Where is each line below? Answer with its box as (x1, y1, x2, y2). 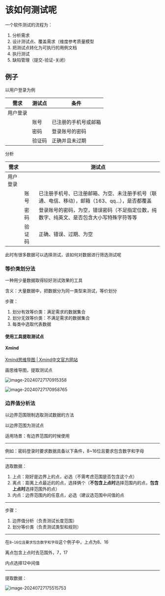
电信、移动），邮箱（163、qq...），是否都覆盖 (48, 197, 152, 204)
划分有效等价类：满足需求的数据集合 (12, 309, 86, 315)
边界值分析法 (5, 399, 36, 406)
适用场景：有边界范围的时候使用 (5, 433, 70, 439)
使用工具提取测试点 (5, 333, 44, 339)
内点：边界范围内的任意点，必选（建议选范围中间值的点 (12, 492, 124, 498)
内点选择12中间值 (5, 560, 40, 566)
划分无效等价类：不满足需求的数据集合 (12, 315, 90, 321)
